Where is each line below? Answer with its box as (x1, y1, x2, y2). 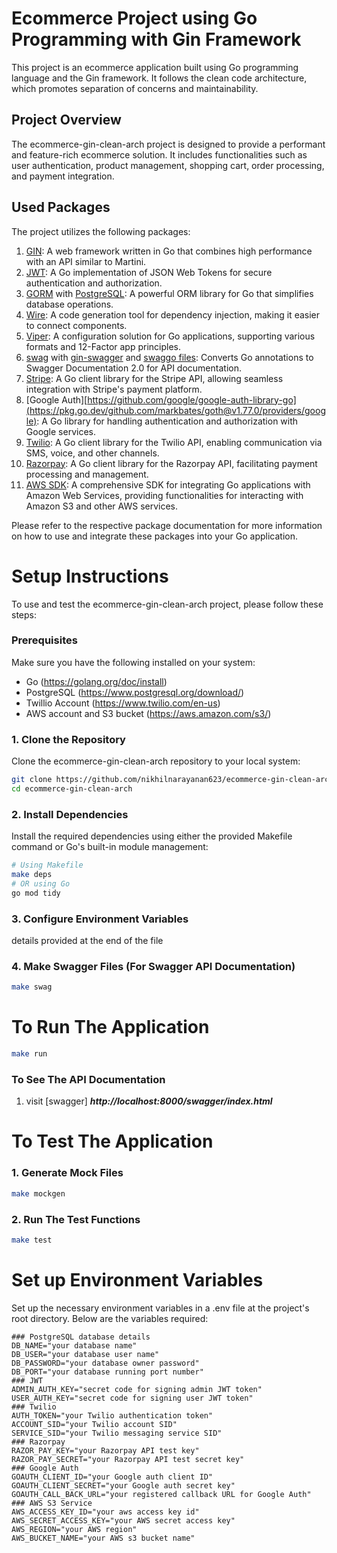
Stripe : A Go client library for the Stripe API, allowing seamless (25, 372, 284, 384)
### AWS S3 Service (11, 1498, 93, 1508)
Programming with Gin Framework (11, 28, 302, 51)
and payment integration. (11, 170, 115, 182)
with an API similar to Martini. (25, 255, 147, 267)
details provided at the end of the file (11, 934, 164, 946)
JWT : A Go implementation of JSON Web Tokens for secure (25, 266, 273, 278)
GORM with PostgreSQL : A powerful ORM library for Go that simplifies (25, 287, 314, 299)
